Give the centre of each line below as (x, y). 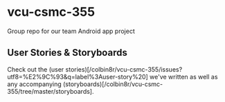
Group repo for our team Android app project (71, 31)
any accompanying (35, 84)
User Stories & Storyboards (67, 53)
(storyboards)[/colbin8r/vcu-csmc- (113, 84)
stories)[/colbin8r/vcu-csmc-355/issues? (124, 69)
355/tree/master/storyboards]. (51, 91)
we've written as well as (184, 76)
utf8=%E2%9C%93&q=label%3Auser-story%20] (78, 76)
